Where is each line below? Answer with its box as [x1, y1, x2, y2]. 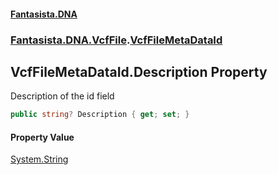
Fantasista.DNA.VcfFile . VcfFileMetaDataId [10, 33, 223, 47]
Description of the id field [10, 90, 115, 102]
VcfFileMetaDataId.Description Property [10, 63, 268, 80]
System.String [10, 153, 69, 165]
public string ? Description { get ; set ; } [10, 110, 190, 120]
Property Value [10, 131, 75, 143]
